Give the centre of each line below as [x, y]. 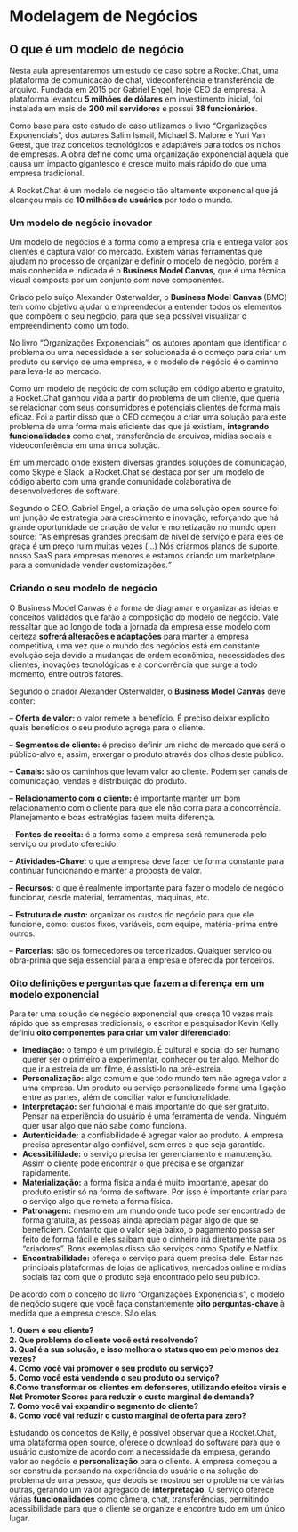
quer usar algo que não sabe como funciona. [104, 1125]
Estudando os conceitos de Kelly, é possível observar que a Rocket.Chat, [143, 1432]
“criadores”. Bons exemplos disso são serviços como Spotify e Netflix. [151, 1248]
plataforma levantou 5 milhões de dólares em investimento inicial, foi [136, 99]
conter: [22, 700]
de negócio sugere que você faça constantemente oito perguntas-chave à [147, 1303]
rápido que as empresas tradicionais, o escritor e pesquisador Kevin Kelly [144, 1023]
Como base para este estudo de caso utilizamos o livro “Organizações [138, 126]
